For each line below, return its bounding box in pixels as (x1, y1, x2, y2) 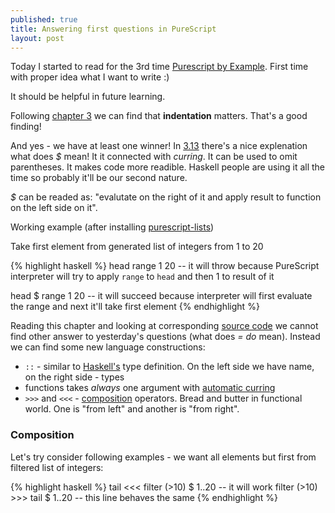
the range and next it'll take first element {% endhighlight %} (10, 301, 260, 313)
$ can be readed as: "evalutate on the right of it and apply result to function (10, 191, 322, 203)
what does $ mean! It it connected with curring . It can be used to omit (10, 151, 298, 163)
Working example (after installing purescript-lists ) (10, 221, 215, 233)
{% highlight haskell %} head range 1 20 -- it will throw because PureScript (10, 260, 320, 272)
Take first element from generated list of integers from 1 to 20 (10, 241, 264, 253)
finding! (10, 121, 42, 133)
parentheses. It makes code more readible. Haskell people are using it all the (10, 161, 326, 173)
